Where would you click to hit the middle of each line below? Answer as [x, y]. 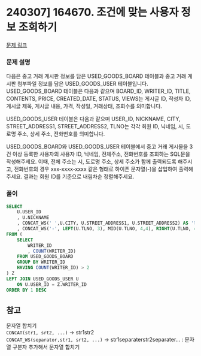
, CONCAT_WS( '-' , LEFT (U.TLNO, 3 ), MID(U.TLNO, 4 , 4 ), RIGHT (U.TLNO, [104, 229]
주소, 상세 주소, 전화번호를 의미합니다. [61, 134]
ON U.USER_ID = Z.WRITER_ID [52, 284]
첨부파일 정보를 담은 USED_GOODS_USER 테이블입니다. [83, 84]
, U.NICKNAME [33, 218]
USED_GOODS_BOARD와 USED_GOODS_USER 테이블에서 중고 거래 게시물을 [97, 147]
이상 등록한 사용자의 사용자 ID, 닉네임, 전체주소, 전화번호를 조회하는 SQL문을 [101, 154]
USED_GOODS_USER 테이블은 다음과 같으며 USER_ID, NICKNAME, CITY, [93, 119]
